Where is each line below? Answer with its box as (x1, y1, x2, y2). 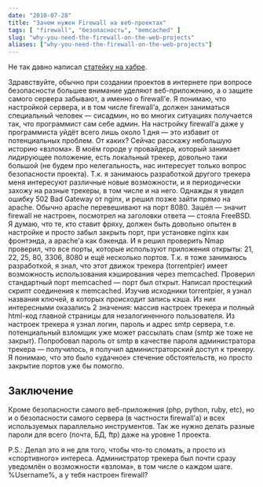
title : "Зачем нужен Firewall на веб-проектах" (8, 19, 167, 27)
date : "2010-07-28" (8, 11, 72, 20)
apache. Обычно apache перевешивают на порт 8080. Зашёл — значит (8, 203, 247, 212)
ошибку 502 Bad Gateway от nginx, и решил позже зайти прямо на (8, 194, 231, 204)
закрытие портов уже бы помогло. (8, 361, 124, 371)
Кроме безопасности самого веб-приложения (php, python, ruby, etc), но (8, 405, 255, 414)
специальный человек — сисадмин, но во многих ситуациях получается (8, 111, 253, 120)
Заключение (8, 384, 74, 397)
